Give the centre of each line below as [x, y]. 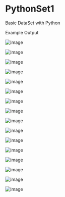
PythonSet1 [30, 9]
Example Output [22, 32]
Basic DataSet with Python [33, 23]
